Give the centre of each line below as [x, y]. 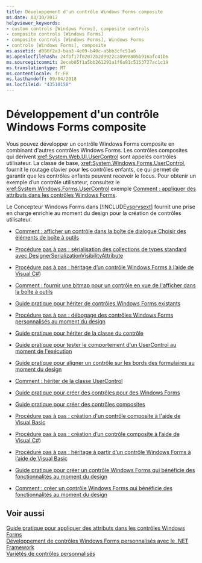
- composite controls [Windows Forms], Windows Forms [75, 40]
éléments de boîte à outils [47, 237]
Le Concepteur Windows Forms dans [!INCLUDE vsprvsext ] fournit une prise [101, 207]
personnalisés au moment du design [60, 321]
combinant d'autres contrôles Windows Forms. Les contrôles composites [97, 150]
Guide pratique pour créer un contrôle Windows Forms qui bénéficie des [105, 470]
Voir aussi [25, 513]
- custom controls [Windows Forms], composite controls [78, 29]
